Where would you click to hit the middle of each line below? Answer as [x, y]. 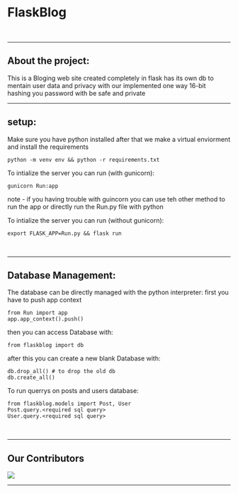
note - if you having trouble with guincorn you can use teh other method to [116, 199]
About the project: [49, 61]
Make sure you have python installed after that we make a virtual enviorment [119, 139]
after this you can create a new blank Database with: [84, 358]
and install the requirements [48, 147]
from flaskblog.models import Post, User [69, 404]
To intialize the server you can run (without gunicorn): [86, 220]
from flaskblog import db [45, 345]
